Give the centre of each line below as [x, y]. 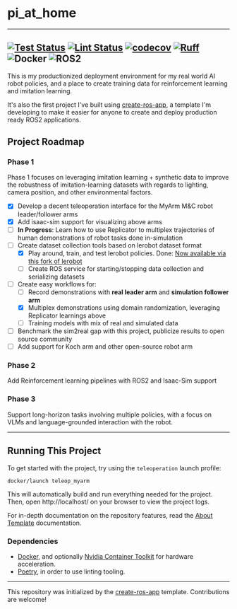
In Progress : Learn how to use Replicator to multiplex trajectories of [116, 230]
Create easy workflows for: [57, 284]
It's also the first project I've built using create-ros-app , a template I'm [109, 105]
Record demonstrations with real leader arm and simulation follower [128, 292]
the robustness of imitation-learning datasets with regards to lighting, [108, 185]
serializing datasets [56, 277]
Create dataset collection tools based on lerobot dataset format [110, 245]
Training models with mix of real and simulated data [103, 323]
